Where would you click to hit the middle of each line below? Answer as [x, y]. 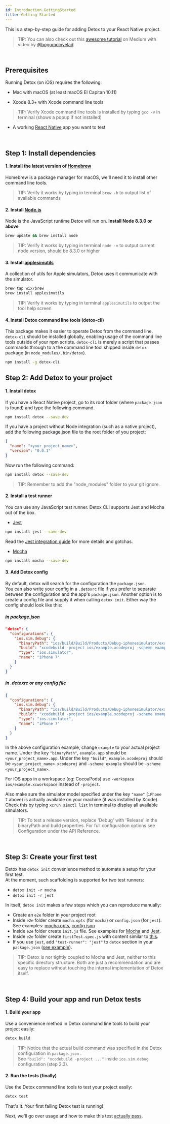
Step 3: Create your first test [51, 857]
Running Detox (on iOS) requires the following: [54, 82]
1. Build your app [23, 1012]
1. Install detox [21, 391]
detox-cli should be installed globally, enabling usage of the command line [84, 337]
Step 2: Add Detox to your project [59, 378]
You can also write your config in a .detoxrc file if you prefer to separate [81, 589]
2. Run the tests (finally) [31, 1076]
